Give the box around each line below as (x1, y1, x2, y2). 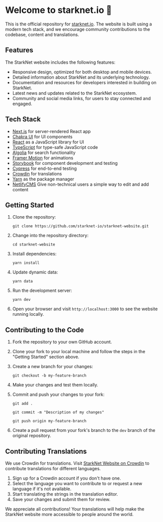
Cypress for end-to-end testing (12, 165, 77, 171)
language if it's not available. (12, 486, 72, 492)
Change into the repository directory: (12, 233, 89, 239)
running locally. (12, 311, 44, 317)
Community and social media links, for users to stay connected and (12, 95, 151, 101)
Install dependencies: (12, 251, 57, 257)
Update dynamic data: (12, 269, 58, 275)
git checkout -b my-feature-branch (12, 373, 87, 378)
